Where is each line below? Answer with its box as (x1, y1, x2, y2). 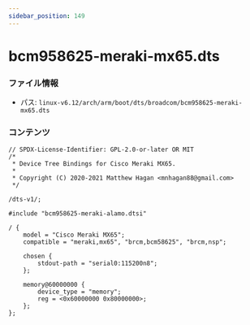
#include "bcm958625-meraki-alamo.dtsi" (8, 210, 148, 218)
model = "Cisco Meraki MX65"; (23, 231, 126, 240)
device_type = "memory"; (37, 288, 122, 297)
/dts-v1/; (8, 196, 42, 204)
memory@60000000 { (23, 281, 85, 289)
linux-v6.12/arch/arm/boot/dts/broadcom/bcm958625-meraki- (38, 99, 243, 107)
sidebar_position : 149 (8, 11, 85, 20)
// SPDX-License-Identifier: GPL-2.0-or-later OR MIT (8, 145, 195, 154)
